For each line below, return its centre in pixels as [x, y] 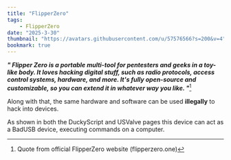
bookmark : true [29, 45]
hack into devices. [33, 108]
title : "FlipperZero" [38, 13]
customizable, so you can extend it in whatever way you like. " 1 [99, 88]
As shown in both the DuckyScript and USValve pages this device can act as [115, 122]
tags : [15, 20]
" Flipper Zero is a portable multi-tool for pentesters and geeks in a [105, 65]
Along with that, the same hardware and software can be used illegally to [111, 101]
